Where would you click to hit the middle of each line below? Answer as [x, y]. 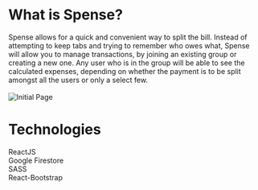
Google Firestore [36, 160]
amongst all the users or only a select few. [78, 80]
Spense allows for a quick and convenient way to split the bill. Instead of [128, 37]
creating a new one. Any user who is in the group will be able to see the [127, 63]
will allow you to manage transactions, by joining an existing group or [123, 54]
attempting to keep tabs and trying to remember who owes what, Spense [129, 45]
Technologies [55, 130]
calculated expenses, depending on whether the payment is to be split [125, 71]
